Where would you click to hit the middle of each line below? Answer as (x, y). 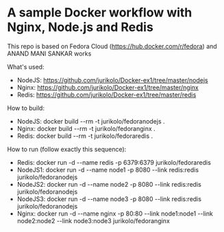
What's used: (26, 67)
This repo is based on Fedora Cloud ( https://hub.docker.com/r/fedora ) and (112, 46)
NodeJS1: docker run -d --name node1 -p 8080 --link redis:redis (108, 170)
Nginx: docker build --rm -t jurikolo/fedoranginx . (86, 128)
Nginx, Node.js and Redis (80, 27)
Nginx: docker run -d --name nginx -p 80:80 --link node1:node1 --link (115, 213)
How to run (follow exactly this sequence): (67, 149)
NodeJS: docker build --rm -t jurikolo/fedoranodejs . (91, 121)
